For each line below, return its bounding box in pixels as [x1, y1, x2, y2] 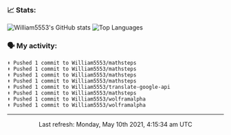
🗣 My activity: [7, 41, 58, 51]
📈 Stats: [7, 5, 36, 14]
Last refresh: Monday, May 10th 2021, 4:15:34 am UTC [38, 120, 192, 128]
